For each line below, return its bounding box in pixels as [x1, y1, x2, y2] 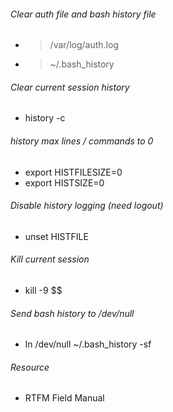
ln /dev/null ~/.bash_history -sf [24, 338, 152, 350]
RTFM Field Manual [24, 392, 105, 404]
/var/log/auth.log [49, 39, 119, 51]
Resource [10, 361, 50, 373]
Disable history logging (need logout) [10, 200, 164, 212]
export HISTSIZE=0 [24, 176, 105, 189]
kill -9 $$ [24, 285, 63, 297]
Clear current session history [10, 81, 130, 93]
